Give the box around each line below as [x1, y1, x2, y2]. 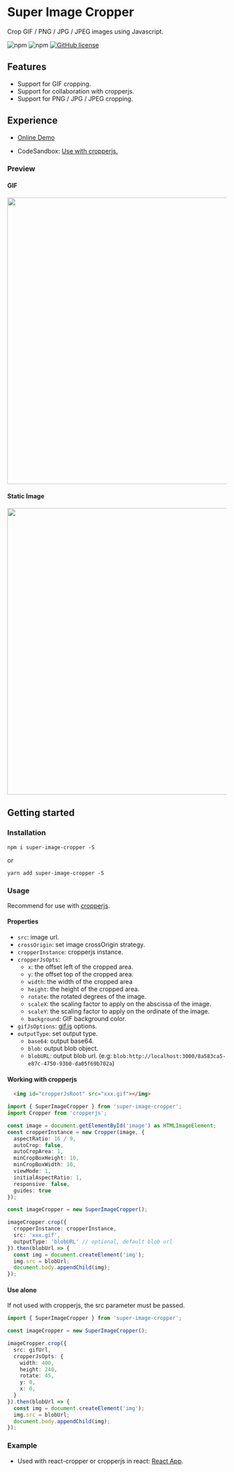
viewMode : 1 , [13, 1168, 52, 1175]
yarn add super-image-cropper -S [7, 870, 104, 877]
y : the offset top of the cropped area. [27, 970, 134, 979]
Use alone [7, 1286, 37, 1294]
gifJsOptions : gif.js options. [17, 1022, 97, 1030]
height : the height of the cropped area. [27, 985, 140, 993]
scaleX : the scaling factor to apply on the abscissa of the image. [27, 999, 212, 1009]
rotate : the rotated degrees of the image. [27, 993, 147, 1001]
